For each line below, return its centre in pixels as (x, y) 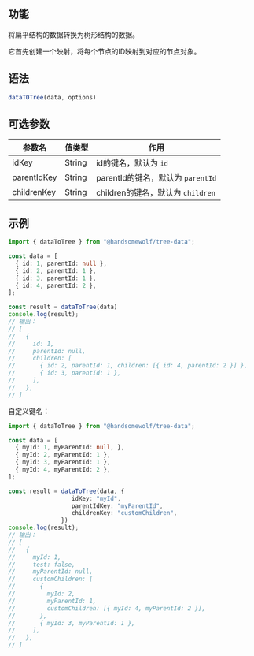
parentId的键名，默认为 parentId (156, 178)
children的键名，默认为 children (156, 193)
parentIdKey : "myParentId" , (117, 506)
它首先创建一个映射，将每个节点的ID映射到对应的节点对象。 (105, 51)
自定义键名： (29, 411)
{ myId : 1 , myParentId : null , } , (70, 448)
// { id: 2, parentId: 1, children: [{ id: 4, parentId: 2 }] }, (128, 366)
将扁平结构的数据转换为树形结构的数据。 (74, 35)
